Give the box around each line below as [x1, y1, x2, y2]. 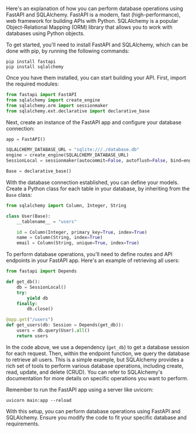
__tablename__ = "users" [16, 219, 77, 224]
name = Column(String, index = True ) [16, 234, 103, 241]
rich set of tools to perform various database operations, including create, [6, 362, 184, 369]
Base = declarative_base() [6, 168, 72, 174]
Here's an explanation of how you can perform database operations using [6, 5, 184, 12]
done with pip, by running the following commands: [6, 47, 129, 54]
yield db [27, 295, 48, 301]
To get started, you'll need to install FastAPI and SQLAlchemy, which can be [6, 41, 188, 48]
